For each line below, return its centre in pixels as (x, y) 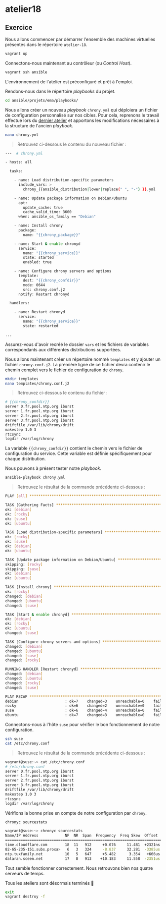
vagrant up (16, 54)
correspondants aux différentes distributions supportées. (63, 349)
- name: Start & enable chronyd (47, 244)
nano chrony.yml (22, 135)
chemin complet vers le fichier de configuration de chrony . (64, 370)
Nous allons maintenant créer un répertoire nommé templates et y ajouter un (83, 359)
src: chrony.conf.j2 (44, 289)
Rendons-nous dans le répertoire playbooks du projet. (60, 91)
